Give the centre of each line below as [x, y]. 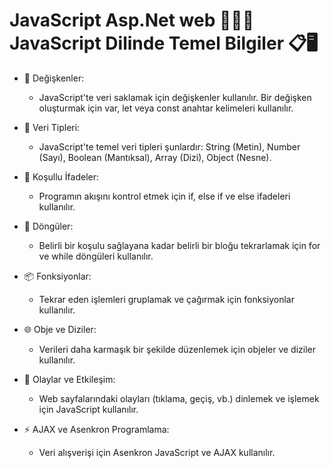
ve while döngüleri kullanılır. [96, 256]
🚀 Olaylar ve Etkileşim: [69, 379]
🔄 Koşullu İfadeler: [61, 176]
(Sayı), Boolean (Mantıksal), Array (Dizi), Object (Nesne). [155, 157]
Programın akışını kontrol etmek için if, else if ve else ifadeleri [164, 196]
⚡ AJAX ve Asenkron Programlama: [96, 429]
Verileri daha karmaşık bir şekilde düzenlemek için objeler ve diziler [177, 349]
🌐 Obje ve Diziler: [60, 329]
